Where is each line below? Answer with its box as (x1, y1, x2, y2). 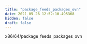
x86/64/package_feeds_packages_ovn (5, 33, 82, 39)
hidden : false (5, 16, 34, 21)
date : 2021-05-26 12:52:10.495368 (5, 11, 75, 16)
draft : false (5, 20, 31, 25)
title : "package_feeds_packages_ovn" (5, 7, 81, 12)
